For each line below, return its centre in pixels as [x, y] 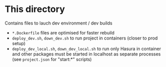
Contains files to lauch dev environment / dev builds [59, 23]
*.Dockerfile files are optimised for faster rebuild [63, 32]
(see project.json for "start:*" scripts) [52, 59]
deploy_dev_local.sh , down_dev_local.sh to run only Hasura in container [87, 48]
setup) [19, 43]
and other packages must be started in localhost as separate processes [86, 54]
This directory [35, 9]
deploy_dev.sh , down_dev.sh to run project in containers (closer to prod [85, 38]
